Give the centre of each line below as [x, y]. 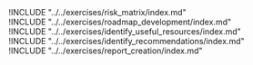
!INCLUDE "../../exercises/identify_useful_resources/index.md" [125, 32]
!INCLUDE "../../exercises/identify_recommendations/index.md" [126, 41]
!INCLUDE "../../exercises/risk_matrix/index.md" [98, 12]
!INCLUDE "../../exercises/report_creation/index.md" [106, 51]
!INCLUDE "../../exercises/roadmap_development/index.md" [120, 22]
